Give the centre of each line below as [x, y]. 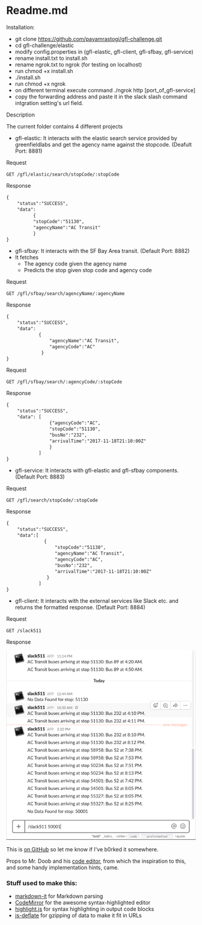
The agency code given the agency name [75, 264]
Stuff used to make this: [42, 883]
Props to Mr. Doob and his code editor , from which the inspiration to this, [96, 861]
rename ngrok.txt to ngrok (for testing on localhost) [78, 65]
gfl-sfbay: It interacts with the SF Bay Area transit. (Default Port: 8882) [102, 250]
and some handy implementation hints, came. [63, 867]
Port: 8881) [29, 151]
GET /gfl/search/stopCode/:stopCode [52, 500]
